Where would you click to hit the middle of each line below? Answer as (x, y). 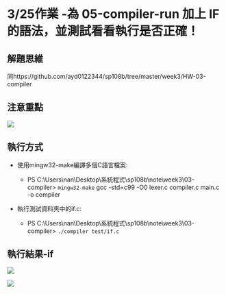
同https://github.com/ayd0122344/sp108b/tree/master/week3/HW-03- (107, 76)
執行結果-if (30, 254)
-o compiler (43, 194)
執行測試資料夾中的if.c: (49, 208)
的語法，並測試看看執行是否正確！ (103, 31)
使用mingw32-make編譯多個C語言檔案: (72, 164)
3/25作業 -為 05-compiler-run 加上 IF (113, 14)
